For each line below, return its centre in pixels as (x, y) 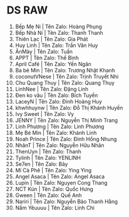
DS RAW (27, 10)
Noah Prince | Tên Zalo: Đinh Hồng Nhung (66, 139)
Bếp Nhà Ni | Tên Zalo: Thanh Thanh (59, 32)
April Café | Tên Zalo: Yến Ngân (53, 64)
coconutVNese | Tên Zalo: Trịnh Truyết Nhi (67, 76)
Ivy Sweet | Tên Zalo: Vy (45, 114)
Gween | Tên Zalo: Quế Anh (48, 195)
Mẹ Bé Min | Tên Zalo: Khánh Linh (56, 132)
